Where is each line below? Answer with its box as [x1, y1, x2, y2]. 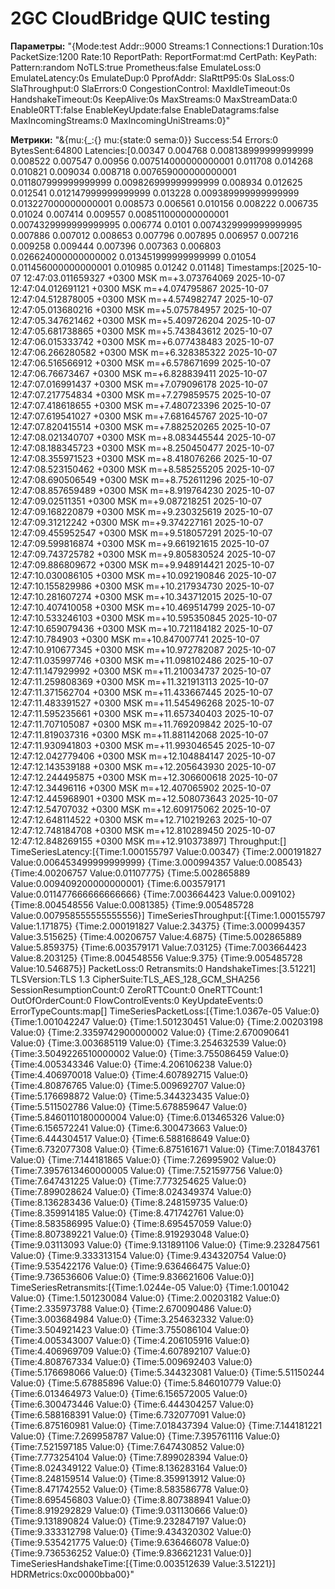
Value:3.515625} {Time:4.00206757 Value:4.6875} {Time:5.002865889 [10, 930, 302, 942]
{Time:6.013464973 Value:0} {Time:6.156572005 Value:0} [10, 1387, 248, 1399]
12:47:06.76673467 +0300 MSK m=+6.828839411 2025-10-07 [10, 367, 268, 379]
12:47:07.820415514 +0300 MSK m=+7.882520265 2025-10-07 [10, 420, 271, 432]
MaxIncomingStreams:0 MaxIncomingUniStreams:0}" [10, 114, 231, 126]
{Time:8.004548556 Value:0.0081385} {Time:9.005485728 [10, 898, 255, 911]
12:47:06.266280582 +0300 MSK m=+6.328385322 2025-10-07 [10, 346, 278, 358]
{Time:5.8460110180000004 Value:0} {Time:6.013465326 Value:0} [10, 1111, 285, 1123]
